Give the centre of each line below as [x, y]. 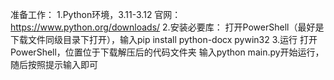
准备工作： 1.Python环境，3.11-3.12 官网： [96, 14]
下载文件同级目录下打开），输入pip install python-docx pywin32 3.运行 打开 [164, 39]
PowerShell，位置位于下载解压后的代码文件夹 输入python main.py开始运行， [167, 52]
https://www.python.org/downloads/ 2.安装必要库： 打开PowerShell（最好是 [167, 27]
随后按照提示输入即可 [54, 64]
